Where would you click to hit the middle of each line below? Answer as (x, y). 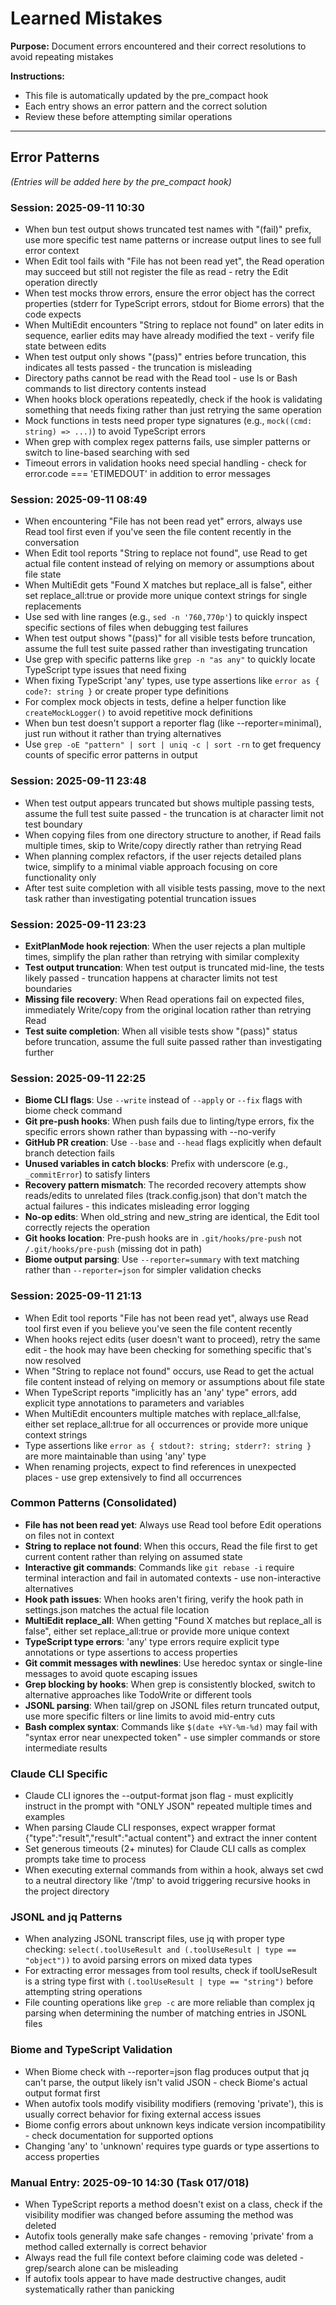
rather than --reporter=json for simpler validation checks (143, 1270)
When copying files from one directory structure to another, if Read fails (173, 834)
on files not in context (69, 1535)
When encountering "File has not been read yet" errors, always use (163, 521)
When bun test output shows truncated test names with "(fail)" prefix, (168, 229)
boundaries (48, 988)
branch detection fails (69, 1153)
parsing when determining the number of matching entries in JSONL (165, 2013)
